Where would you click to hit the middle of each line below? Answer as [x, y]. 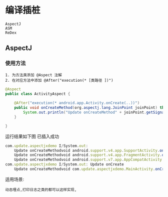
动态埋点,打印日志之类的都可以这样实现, [41, 189]
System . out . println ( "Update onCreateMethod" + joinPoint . [85, 112]
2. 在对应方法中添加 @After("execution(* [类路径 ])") [59, 80]
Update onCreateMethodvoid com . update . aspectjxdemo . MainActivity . [85, 169]
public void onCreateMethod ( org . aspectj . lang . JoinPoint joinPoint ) [86, 108]
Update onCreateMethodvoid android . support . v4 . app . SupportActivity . [87, 150]
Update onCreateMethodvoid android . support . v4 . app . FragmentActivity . [88, 155]
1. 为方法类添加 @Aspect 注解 [34, 75]
